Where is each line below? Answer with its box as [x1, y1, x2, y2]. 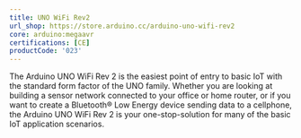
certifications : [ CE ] [9, 38, 91, 47]
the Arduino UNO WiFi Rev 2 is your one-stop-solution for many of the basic [9, 109, 291, 120]
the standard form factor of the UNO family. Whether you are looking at [9, 81, 273, 91]
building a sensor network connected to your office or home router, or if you [9, 91, 291, 101]
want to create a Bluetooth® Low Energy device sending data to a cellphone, [9, 99, 292, 110]
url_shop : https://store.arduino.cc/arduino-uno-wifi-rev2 [9, 22, 235, 30]
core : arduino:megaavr [9, 30, 94, 39]
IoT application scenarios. [9, 118, 105, 130]
